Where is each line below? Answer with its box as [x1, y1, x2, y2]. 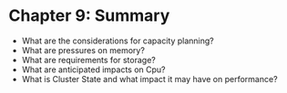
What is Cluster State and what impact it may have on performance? [21, 73, 279, 84]
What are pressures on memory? [21, 44, 145, 55]
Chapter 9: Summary [8, 5, 170, 26]
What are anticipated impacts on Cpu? [21, 64, 166, 75]
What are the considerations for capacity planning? [21, 35, 215, 46]
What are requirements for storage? [21, 54, 156, 65]
